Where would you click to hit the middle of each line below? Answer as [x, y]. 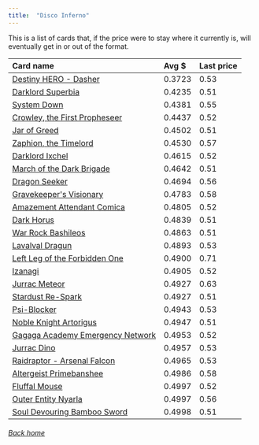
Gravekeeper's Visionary [58, 194]
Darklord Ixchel [40, 156]
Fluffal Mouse [37, 386]
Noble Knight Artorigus [54, 322]
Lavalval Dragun [42, 245]
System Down [38, 105]
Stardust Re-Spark [47, 296]
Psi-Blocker [34, 310]
